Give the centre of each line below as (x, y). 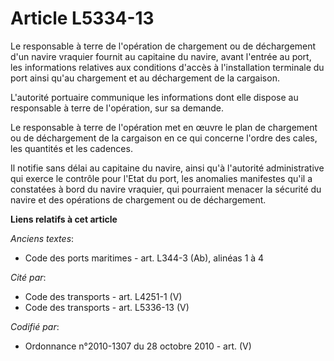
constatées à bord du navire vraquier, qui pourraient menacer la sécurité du (166, 189)
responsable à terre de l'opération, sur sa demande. (117, 108)
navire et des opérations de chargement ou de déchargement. (138, 199)
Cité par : (28, 277)
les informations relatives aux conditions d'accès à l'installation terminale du (167, 67)
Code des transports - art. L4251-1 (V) (103, 296)
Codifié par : (35, 326)
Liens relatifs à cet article (64, 219)
